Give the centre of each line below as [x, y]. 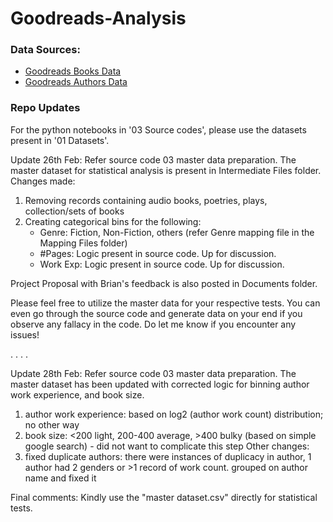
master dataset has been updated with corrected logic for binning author [160, 384]
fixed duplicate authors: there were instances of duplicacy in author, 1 [168, 456]
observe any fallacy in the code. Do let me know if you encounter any [153, 324]
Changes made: [43, 181]
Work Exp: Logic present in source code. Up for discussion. [162, 264]
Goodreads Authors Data [76, 82]
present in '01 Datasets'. [60, 140]
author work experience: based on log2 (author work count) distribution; [174, 414]
